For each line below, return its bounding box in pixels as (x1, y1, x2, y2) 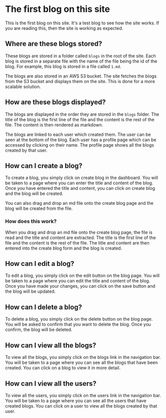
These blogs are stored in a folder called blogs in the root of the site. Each (5, 53, 156, 59)
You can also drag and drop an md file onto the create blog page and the (5, 200, 154, 206)
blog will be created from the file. (5, 205, 73, 212)
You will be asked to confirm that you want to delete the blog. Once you (5, 322, 151, 328)
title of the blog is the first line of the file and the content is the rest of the (5, 116, 155, 122)
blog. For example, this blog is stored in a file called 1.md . (5, 63, 121, 69)
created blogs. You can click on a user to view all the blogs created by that (5, 403, 158, 409)
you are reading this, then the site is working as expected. (5, 25, 123, 31)
